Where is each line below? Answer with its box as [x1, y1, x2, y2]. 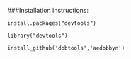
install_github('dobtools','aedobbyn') [7, 45, 125, 52]
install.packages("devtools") [7, 20, 97, 27]
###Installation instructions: [7, 6, 89, 14]
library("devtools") [7, 32, 69, 39]
